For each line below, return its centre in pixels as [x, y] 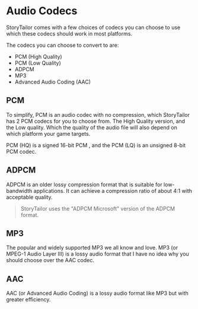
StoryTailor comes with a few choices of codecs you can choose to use [93, 27]
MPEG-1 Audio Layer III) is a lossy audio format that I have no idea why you [98, 254]
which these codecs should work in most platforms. [69, 33]
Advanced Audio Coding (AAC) [52, 82]
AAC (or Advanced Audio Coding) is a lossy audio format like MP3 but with [97, 293]
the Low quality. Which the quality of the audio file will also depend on [92, 127]
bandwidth [19, 190]
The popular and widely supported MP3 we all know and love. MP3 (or [92, 248]
